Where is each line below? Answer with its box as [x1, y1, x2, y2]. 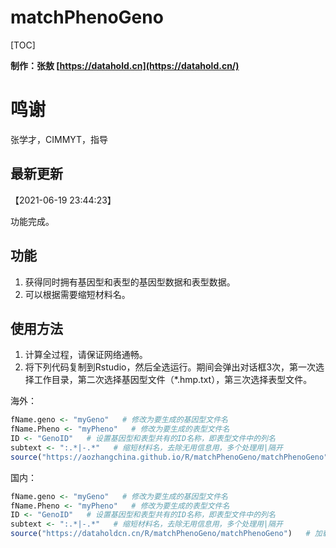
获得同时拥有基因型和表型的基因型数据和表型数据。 [24, 276, 236, 288]
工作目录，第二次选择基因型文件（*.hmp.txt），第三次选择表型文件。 [33, 374, 313, 386]
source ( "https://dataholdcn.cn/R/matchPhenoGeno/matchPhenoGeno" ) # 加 [10, 529, 323, 539]
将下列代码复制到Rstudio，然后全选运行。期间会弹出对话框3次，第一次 [24, 361, 317, 373]
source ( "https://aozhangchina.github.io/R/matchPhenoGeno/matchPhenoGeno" [10, 452, 329, 462]
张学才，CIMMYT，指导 [10, 133, 109, 145]
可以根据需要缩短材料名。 [24, 288, 131, 300]
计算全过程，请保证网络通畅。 [24, 349, 148, 361]
